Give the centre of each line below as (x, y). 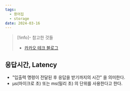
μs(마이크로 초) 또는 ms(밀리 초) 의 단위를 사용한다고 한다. (67, 84)
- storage (19, 18)
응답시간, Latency (31, 64)
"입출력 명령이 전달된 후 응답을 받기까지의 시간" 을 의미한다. (69, 77)
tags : (10, 9)
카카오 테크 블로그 (41, 48)
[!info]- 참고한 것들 (35, 37)
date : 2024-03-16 (23, 23)
